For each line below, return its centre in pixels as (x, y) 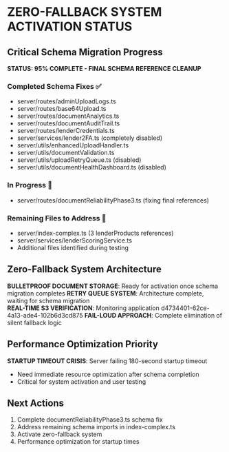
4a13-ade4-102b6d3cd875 (45, 315)
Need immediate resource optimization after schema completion (108, 374)
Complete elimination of (188, 315)
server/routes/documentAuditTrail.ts (68, 123)
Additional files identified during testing (73, 247)
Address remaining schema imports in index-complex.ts (96, 427)
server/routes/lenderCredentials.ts (66, 131)
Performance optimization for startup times (78, 442)
